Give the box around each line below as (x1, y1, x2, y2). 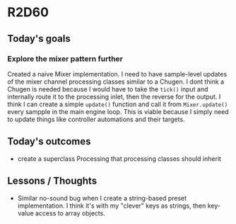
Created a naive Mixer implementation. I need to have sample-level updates (7, 69, 228, 78)
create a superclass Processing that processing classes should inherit (17, 154, 221, 163)
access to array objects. (35, 208, 106, 217)
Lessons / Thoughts (7, 175, 98, 187)
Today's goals (7, 33, 71, 45)
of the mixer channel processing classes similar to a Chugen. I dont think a (7, 77, 225, 86)
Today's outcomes (7, 135, 91, 147)
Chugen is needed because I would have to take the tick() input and (7, 84, 208, 93)
